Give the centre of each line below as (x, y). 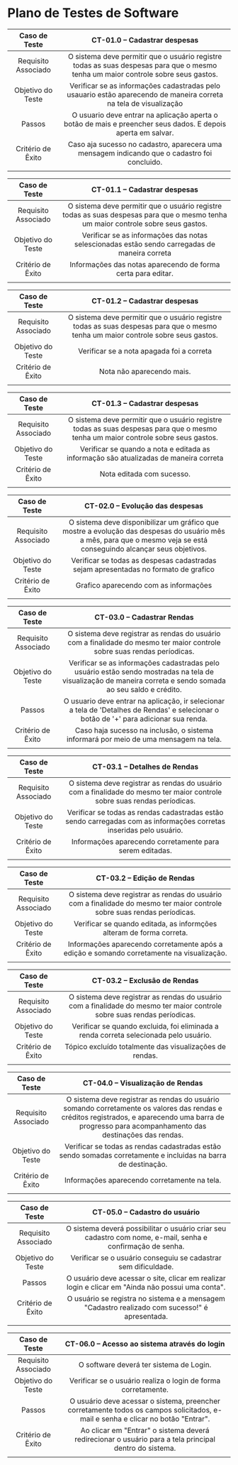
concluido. (145, 162)
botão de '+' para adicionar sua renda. (144, 718)
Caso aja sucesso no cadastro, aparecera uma (145, 144)
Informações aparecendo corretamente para (145, 841)
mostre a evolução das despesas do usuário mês (144, 531)
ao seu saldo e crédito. (144, 689)
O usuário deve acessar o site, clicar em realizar (146, 1278)
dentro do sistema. (145, 1448)
